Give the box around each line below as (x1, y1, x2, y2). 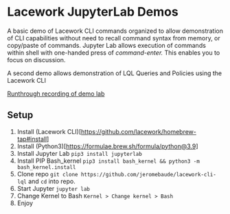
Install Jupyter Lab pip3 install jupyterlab (16, 149, 142, 157)
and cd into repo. (28, 177, 76, 185)
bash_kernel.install (16, 163, 76, 171)
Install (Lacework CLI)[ (16, 127, 82, 135)
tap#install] (16, 135, 49, 143)
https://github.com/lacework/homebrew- (81, 127, 197, 135)
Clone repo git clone (16, 170, 78, 178)
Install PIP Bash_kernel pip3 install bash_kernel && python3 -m (16, 157, 200, 165)
